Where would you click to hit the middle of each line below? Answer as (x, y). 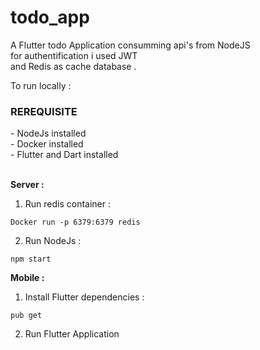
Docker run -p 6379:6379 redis (75, 222)
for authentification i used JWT (74, 55)
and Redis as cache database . (73, 66)
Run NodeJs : (53, 241)
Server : (27, 185)
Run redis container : (68, 204)
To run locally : (41, 85)
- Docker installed (47, 144)
